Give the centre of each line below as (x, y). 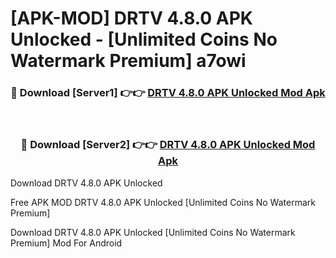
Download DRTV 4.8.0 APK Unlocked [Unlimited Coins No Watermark (153, 232)
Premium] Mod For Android (66, 243)
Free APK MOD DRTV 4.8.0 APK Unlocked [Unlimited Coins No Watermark (163, 202)
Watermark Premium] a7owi (128, 61)
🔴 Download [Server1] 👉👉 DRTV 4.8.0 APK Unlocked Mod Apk (168, 93)
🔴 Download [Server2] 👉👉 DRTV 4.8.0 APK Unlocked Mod (168, 145)
